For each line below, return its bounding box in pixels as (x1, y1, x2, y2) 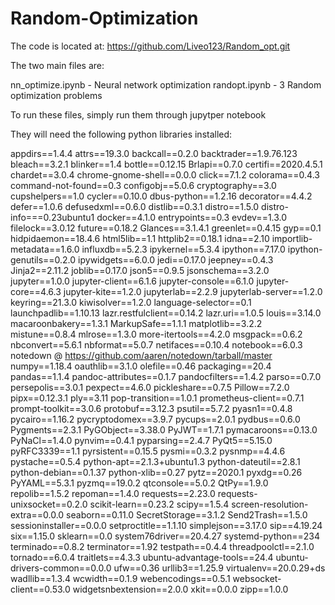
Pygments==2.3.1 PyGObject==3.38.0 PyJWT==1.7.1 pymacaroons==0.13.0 (10, 423, 318, 436)
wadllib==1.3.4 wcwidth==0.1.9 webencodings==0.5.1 (10, 572, 231, 584)
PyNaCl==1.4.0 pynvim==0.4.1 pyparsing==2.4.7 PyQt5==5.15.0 (10, 434, 273, 446)
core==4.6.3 (10, 285, 62, 297)
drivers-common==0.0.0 (10, 562, 112, 574)
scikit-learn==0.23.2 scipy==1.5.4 (89, 498, 230, 510)
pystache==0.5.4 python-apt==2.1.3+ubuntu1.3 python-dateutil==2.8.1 (10, 455, 301, 467)
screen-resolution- (231, 498, 309, 510)
